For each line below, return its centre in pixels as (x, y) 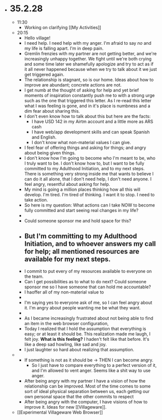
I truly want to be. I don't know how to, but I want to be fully (84, 163)
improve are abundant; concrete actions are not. (73, 85)
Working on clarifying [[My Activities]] (63, 27)
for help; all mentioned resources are (82, 252)
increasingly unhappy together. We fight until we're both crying (88, 59)
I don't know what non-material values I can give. (81, 142)
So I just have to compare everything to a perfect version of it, (94, 365)
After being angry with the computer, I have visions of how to (86, 402)
